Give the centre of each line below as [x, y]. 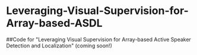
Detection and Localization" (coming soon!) [59, 46]
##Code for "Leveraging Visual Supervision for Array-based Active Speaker [99, 39]
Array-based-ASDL [54, 23]
